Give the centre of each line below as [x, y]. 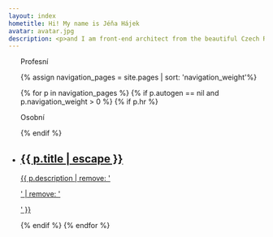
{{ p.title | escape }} [71, 159]
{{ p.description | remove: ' [65, 179]
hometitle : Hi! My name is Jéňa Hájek [74, 24]
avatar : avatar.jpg [41, 31]
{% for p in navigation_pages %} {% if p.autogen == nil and [119, 93]
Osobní [32, 118]
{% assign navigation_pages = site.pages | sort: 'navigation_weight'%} [139, 77]
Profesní [34, 62]
